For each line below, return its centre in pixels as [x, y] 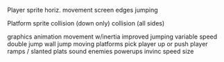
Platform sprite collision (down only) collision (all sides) [86, 23]
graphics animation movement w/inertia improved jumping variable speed [112, 37]
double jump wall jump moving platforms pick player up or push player [107, 44]
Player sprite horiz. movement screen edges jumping [83, 10]
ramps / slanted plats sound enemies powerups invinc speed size [101, 51]
